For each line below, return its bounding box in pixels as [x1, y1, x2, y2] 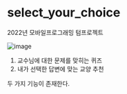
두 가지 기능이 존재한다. [7, 79, 70, 87]
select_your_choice [7, 5, 121, 21]
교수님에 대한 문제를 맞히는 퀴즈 [17, 56, 102, 64]
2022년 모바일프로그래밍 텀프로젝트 [7, 28, 104, 36]
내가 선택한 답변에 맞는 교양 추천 [17, 64, 104, 73]
